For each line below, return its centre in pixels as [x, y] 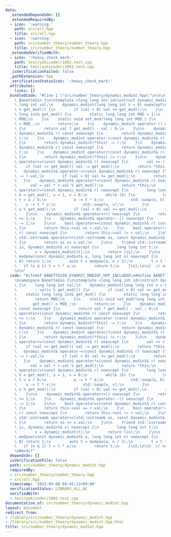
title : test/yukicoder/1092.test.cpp [54, 67]
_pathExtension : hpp [32, 76]
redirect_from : [21, 513]
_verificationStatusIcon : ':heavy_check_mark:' [61, 81]
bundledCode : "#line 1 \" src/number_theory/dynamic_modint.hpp [78, 95]
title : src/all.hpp [35, 34]
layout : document [24, 508]
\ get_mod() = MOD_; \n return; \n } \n [73, 304]
